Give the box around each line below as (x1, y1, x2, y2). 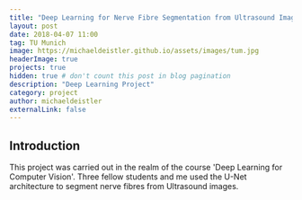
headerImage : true (9, 55, 78, 64)
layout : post (9, 22, 58, 30)
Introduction (9, 138, 81, 153)
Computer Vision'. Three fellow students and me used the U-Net (9, 171, 247, 182)
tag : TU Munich (9, 38, 67, 48)
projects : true (9, 64, 67, 73)
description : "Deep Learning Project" (9, 80, 155, 89)
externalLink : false (9, 105, 87, 114)
